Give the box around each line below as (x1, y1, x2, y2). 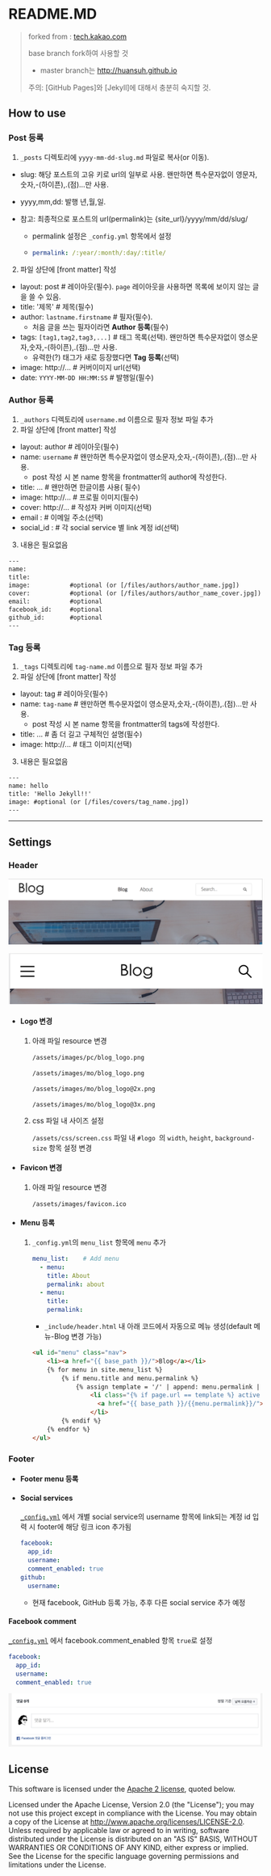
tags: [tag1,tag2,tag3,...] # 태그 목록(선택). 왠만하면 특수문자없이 (19, 332, 237, 342)
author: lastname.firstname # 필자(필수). (19, 312, 153, 322)
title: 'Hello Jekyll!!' (8, 790, 92, 799)
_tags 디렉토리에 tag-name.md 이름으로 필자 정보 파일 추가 (19, 662, 203, 672)
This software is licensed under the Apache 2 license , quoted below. (8, 1784, 236, 1794)
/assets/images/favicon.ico (31, 1199, 127, 1208)
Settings (8, 836, 52, 849)
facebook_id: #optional (8, 605, 103, 613)
